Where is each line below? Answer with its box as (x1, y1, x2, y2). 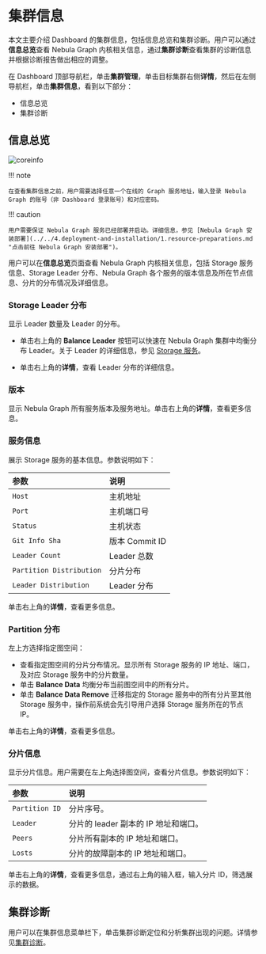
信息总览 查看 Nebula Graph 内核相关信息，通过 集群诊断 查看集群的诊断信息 (8, 44, 252, 54)
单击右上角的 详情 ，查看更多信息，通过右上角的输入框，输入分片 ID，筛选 (8, 870, 246, 880)
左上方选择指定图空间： (8, 643, 85, 652)
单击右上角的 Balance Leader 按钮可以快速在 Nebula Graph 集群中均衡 (19, 336, 251, 345)
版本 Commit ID (109, 535, 166, 546)
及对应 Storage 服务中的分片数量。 (19, 670, 133, 679)
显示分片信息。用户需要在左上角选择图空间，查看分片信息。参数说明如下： (8, 767, 251, 777)
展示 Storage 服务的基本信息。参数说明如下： (8, 454, 156, 464)
